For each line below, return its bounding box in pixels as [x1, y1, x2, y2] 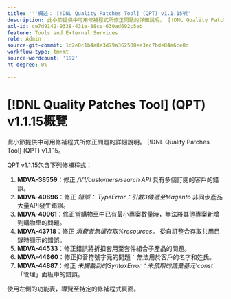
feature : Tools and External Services [7, 29, 118, 36]
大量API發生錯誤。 [16, 201, 70, 210]
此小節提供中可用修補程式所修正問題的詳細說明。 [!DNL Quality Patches [7, 137, 210, 146]
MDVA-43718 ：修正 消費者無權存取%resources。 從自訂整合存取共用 [16, 227, 214, 235]
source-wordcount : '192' [7, 55, 78, 62]
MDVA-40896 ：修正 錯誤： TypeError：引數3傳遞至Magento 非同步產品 [16, 192, 223, 201]
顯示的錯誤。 [29, 235, 66, 244]
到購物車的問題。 [16, 218, 66, 227]
